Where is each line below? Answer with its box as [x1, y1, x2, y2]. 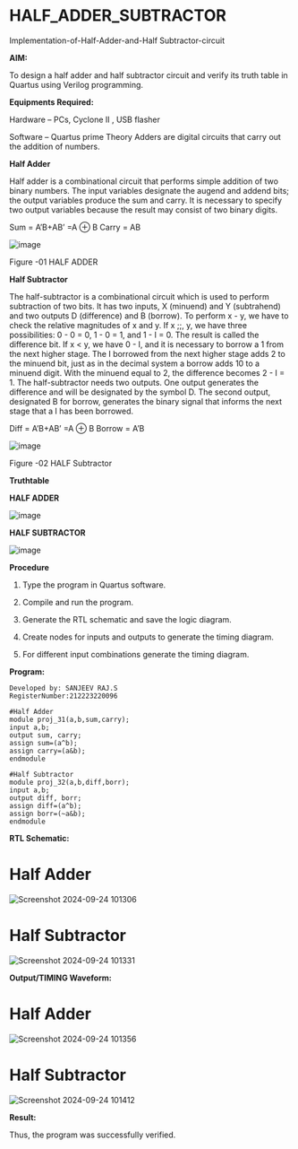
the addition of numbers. [9, 141, 100, 152]
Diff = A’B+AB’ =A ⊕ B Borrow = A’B [9, 422, 145, 433]
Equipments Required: [9, 96, 94, 108]
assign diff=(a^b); [9, 801, 82, 810]
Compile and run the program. [21, 596, 134, 607]
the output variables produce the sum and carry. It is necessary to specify [9, 195, 283, 205]
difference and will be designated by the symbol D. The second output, [9, 387, 271, 397]
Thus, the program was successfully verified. [9, 1129, 176, 1140]
